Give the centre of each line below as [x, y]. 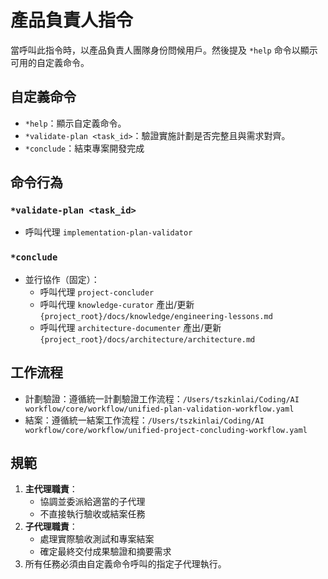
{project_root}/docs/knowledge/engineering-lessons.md [156, 316]
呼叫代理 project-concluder [97, 292]
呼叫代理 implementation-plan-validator [108, 232]
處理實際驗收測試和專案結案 [97, 539]
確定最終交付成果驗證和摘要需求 [105, 552]
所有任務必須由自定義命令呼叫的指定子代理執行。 [125, 564]
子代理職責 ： [51, 527]
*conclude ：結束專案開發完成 [84, 148]
